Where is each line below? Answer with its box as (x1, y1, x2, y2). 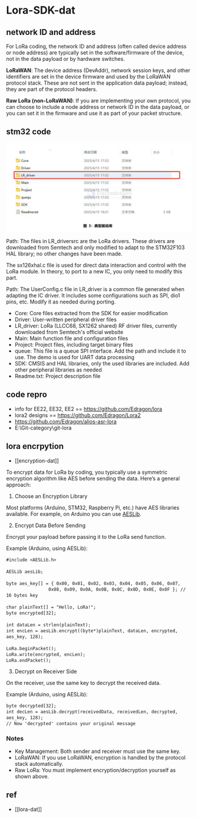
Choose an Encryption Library (14, 492, 88, 500)
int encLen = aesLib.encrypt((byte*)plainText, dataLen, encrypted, (6, 628, 178, 633)
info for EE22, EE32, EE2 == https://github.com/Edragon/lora (14, 405, 162, 412)
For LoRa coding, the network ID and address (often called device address (6, 43, 187, 50)
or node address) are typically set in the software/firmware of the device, (6, 49, 184, 56)
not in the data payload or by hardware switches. (6, 56, 125, 62)
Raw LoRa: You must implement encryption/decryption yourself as (14, 767, 176, 774)
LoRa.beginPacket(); (6, 645, 57, 651)
